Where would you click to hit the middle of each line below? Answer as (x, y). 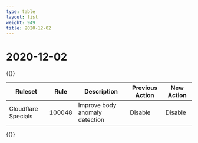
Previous (145, 88)
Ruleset (26, 92)
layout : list (22, 17)
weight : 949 (21, 22)
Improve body (97, 105)
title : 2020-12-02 (29, 28)
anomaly (90, 112)
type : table (21, 11)
